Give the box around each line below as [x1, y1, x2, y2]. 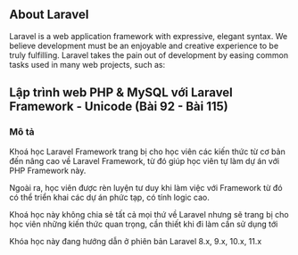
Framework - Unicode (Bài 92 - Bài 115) [9, 99, 229, 114]
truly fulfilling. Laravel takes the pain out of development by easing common [9, 49, 289, 61]
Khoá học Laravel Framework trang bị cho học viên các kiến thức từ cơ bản [9, 146, 286, 157]
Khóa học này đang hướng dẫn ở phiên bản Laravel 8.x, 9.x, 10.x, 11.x [9, 235, 262, 246]
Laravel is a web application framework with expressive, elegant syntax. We [9, 30, 288, 41]
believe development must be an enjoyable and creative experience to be [9, 40, 279, 51]
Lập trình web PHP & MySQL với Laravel [9, 85, 234, 101]
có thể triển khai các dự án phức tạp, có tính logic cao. [9, 192, 210, 202]
